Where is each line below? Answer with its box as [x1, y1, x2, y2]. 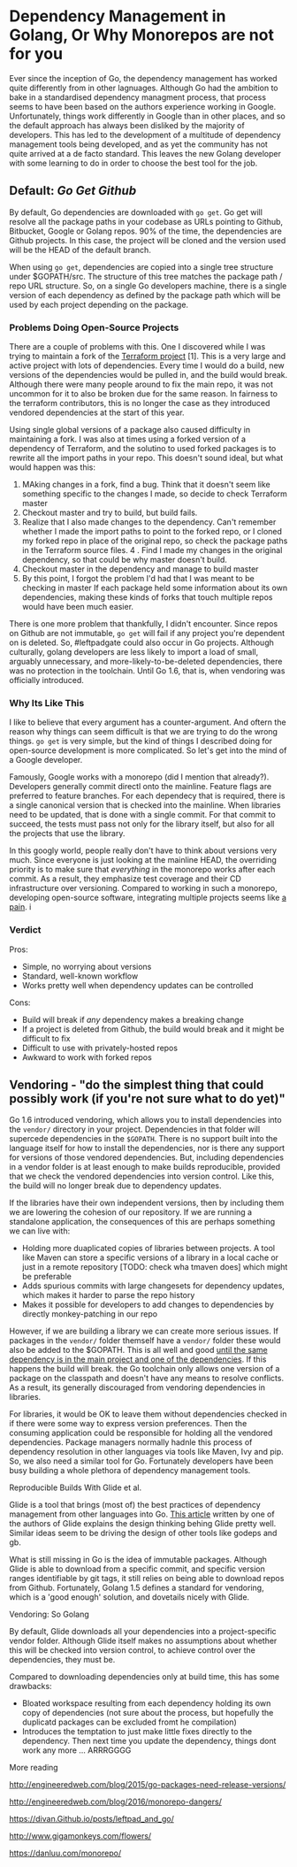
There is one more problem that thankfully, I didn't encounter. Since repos [9, 618, 278, 629]
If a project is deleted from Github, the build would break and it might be [21, 1024, 285, 1034]
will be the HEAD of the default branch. [9, 244, 152, 255]
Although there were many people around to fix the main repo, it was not [9, 379, 274, 390]
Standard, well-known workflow [21, 971, 139, 981]
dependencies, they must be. [9, 1655, 116, 1665]
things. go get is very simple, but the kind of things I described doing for [9, 736, 272, 747]
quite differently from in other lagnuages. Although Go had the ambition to [9, 82, 278, 93]
